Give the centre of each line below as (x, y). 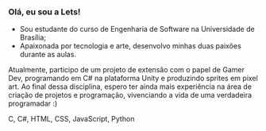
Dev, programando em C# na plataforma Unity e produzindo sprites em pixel (133, 79)
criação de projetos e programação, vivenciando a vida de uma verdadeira (130, 95)
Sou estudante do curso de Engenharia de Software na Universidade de (137, 29)
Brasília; (33, 37)
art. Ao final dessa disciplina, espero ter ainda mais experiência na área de (130, 87)
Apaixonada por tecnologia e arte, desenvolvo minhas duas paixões (131, 46)
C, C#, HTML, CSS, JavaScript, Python (71, 119)
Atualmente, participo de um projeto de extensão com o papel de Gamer (126, 70)
